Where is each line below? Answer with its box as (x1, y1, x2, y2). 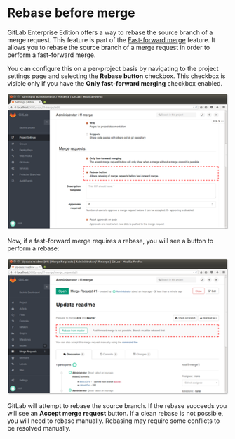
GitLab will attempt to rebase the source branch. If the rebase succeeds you (7, 402, 227, 410)
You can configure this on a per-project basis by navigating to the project (7, 64, 219, 72)
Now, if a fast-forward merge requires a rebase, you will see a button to (7, 237, 214, 246)
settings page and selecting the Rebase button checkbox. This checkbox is (7, 72, 226, 80)
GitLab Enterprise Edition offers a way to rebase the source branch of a (7, 28, 213, 37)
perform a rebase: (7, 244, 60, 253)
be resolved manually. (7, 424, 72, 433)
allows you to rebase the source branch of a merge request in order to (7, 43, 210, 51)
